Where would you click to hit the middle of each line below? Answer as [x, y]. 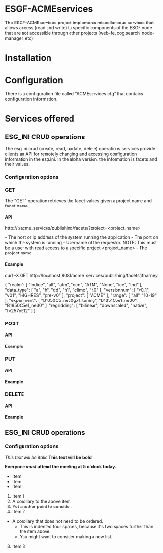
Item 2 [19, 511]
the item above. [35, 531]
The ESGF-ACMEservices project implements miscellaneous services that [80, 23]
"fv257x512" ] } [20, 311]
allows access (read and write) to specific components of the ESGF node [79, 27]
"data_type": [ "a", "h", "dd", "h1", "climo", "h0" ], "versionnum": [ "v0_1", [78, 290]
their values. [18, 164]
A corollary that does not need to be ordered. [58, 521]
